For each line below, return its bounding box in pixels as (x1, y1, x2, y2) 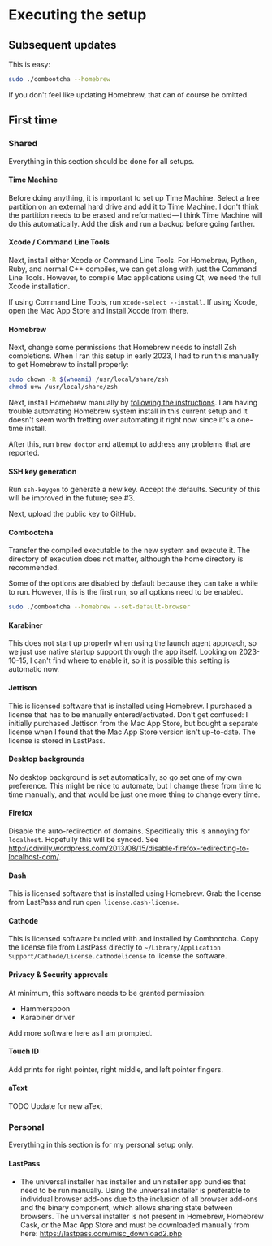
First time (8, 114, 58, 128)
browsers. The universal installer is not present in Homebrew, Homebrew (19, 1211, 264, 1221)
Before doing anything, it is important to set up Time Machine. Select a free (8, 193, 260, 202)
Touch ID (8, 1046, 39, 1057)
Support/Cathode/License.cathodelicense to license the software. (8, 951, 227, 961)
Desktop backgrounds (8, 754, 85, 764)
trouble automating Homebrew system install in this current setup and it (8, 406, 248, 416)
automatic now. (8, 664, 59, 674)
